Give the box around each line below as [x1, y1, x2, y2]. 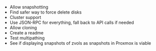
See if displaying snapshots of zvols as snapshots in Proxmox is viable [9, 40, 151, 46]
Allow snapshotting [9, 4, 49, 10]
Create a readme [9, 30, 44, 35]
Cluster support [9, 15, 41, 20]
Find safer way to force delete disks [9, 9, 82, 15]
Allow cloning [9, 25, 38, 31]
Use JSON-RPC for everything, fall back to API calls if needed [9, 19, 134, 25]
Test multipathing [9, 35, 45, 41]
